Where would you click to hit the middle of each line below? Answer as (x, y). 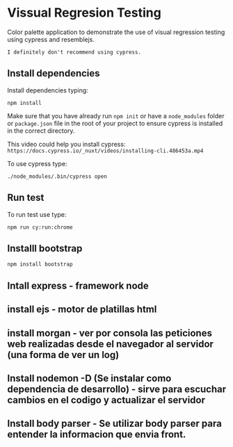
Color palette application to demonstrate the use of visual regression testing (116, 32)
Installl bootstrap (45, 248)
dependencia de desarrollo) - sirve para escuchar (117, 389)
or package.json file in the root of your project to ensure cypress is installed (115, 123)
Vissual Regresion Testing (84, 13)
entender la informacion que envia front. (97, 435)
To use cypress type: (37, 163)
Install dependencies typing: (48, 90)
